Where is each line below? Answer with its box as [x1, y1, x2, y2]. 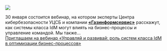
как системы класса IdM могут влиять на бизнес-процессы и [5, 25, 137, 30]
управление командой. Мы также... [5, 30, 81, 36]
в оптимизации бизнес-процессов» [5, 41, 81, 46]
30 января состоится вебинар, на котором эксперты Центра [5, 14, 135, 20]
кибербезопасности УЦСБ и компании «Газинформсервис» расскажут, [5, 19, 160, 25]
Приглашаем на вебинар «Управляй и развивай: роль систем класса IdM [5, 35, 162, 41]
